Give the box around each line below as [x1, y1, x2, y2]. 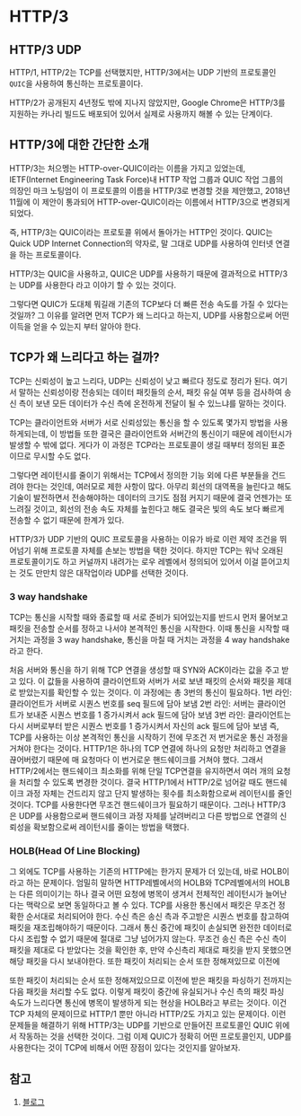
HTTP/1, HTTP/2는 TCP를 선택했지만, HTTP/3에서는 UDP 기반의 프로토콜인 [9, 67, 277, 77]
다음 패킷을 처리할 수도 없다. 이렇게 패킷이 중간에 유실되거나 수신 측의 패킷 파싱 [9, 986, 285, 997]
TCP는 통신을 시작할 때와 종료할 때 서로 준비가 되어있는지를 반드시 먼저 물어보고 [9, 611, 289, 622]
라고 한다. [9, 645, 43, 656]
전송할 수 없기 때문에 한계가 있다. [9, 514, 125, 525]
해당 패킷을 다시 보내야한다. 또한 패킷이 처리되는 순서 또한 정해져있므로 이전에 [9, 956, 280, 967]
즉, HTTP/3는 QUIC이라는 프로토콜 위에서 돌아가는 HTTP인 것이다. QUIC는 [9, 226, 273, 237]
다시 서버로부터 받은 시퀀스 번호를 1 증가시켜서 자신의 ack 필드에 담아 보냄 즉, [9, 720, 279, 731]
